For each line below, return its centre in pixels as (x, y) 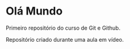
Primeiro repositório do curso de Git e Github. (63, 28)
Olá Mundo (34, 11)
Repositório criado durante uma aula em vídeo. (65, 39)
